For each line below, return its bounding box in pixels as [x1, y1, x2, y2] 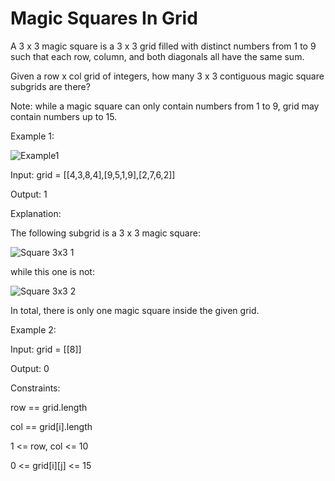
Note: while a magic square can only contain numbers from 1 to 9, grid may [10, 100, 320, 112]
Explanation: [10, 207, 62, 219]
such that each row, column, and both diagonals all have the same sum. [10, 50, 305, 62]
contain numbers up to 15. [10, 110, 118, 122]
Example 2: [10, 323, 57, 336]
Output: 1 [10, 188, 48, 200]
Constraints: [10, 382, 61, 394]
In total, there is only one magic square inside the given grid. [10, 304, 260, 316]
